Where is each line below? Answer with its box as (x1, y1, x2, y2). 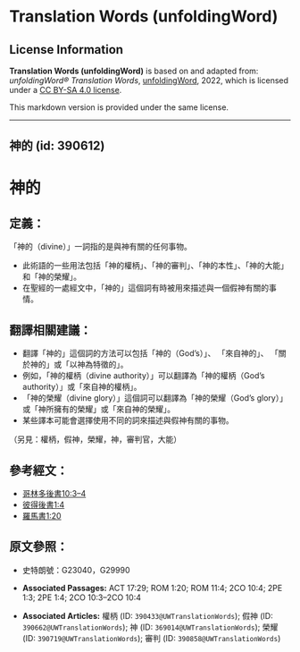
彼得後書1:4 (21, 499, 65, 511)
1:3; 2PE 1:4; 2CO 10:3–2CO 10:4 (21, 592, 141, 603)
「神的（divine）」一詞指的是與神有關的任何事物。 (9, 241, 192, 252)
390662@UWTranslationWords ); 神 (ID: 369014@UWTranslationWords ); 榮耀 (21, 622, 279, 632)
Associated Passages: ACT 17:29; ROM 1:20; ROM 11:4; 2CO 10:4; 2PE (21, 582, 283, 593)
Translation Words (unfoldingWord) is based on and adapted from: (9, 65, 259, 76)
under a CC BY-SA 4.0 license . (9, 85, 122, 95)
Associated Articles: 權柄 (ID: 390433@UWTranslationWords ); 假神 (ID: (21, 610, 274, 621)
